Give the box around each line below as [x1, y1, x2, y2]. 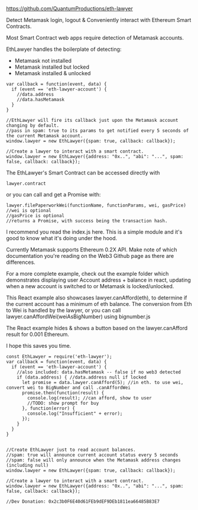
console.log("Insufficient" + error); [27, 411, 123, 417]
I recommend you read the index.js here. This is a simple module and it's [6, 228, 183, 235]
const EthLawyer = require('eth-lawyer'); [6, 354, 112, 360]
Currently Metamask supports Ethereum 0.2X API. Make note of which [6, 246, 177, 253]
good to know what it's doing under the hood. [6, 235, 118, 241]
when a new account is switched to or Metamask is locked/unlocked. [6, 283, 174, 289]
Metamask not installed [14, 57, 72, 64]
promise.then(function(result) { [21, 390, 105, 396]
